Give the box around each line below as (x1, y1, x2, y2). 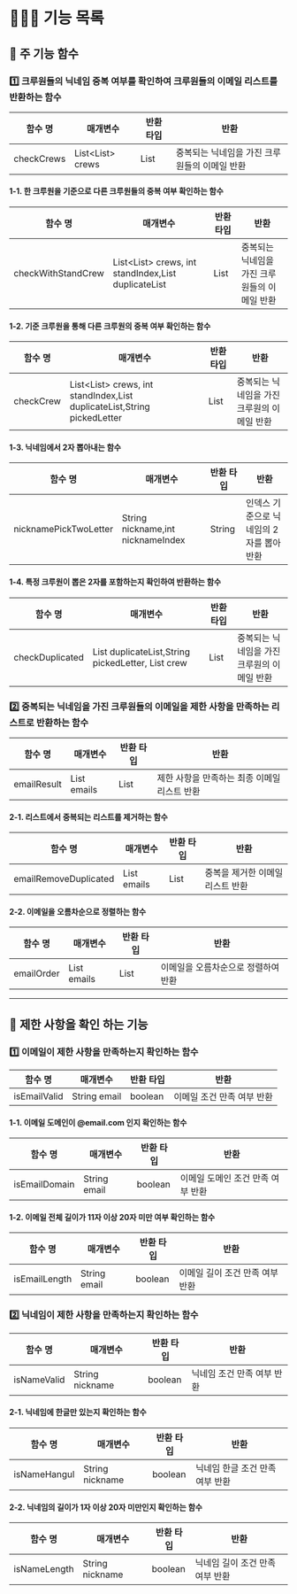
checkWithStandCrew (13, 267, 104, 280)
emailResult (13, 778, 62, 790)
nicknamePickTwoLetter (13, 523, 113, 536)
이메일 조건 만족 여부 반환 (173, 1091, 273, 1103)
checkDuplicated (13, 651, 84, 663)
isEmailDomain (13, 1179, 75, 1191)
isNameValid (13, 1373, 65, 1386)
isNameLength (13, 1563, 75, 1575)
